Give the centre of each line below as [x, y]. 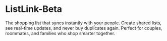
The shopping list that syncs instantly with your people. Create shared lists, [83, 23]
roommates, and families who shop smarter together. [60, 33]
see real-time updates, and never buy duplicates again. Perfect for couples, [84, 28]
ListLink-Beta [34, 9]
